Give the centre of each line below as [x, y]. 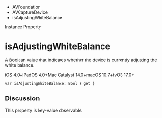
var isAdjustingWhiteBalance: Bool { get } [50, 83]
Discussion [22, 99]
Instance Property [23, 27]
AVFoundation [26, 7]
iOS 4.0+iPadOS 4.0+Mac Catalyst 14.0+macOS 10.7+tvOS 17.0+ [70, 75]
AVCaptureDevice [30, 12]
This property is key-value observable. [44, 110]
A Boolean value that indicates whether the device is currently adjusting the [81, 60]
